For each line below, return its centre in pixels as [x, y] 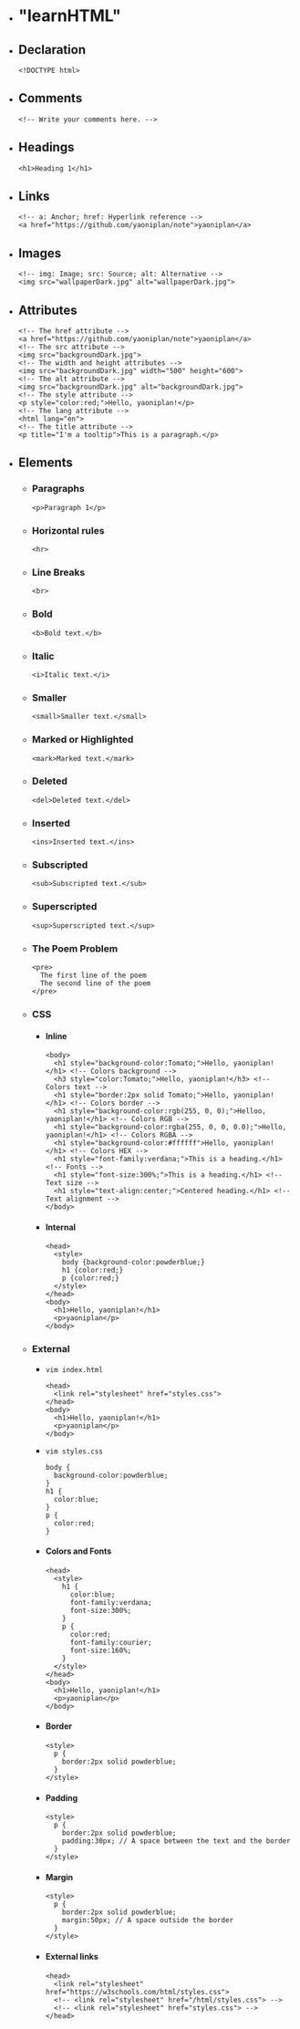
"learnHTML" [69, 16]
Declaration [52, 50]
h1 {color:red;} [93, 1270]
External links [72, 1957]
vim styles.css [74, 1452]
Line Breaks [58, 572]
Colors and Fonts [78, 1551]
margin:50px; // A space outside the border [148, 1920]
